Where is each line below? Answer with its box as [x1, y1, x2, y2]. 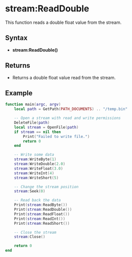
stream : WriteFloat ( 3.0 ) [14, 166, 64, 171]
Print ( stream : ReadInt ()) [14, 216, 66, 221]
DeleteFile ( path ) [14, 120, 50, 125]
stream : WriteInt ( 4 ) [14, 171, 55, 176]
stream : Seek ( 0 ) [14, 189, 46, 194]
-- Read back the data [14, 198, 61, 203]
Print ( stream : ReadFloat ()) [14, 211, 70, 216]
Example [5, 89, 33, 97]
